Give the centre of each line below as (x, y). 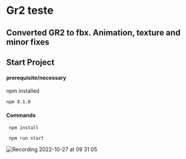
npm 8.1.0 (19, 102)
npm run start (26, 139)
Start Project (31, 62)
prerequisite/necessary (36, 77)
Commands (21, 115)
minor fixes (28, 42)
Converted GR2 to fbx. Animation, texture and (94, 33)
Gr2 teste (30, 10)
